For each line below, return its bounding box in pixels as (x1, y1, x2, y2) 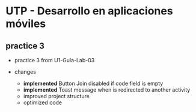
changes (14, 68, 37, 75)
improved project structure (23, 93, 90, 99)
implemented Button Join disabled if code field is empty (23, 80, 164, 87)
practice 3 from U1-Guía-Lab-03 (14, 57, 95, 63)
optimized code (23, 99, 63, 106)
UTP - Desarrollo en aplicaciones (5, 4, 173, 18)
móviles (5, 17, 46, 31)
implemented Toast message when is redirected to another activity (23, 86, 191, 93)
